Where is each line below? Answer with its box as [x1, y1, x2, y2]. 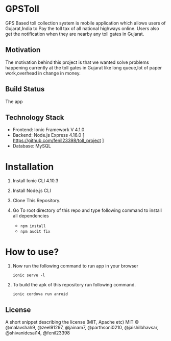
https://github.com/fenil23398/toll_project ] [12, 137, 104, 143]
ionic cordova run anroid [12, 291, 68, 297]
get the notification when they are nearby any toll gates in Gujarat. [5, 31, 144, 37]
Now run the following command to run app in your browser [12, 263, 139, 269]
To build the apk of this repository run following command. [12, 282, 136, 288]
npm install [20, 224, 46, 229]
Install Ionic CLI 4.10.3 [12, 178, 59, 184]
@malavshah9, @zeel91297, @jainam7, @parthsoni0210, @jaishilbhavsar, [5, 325, 159, 331]
